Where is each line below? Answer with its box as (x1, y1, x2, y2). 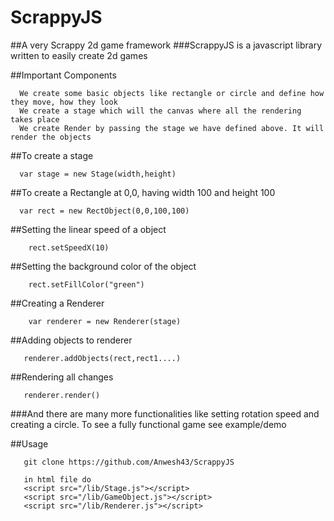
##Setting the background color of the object (10, 260, 197, 272)
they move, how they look (10, 97, 118, 107)
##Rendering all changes (10, 371, 114, 383)
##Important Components (10, 69, 117, 81)
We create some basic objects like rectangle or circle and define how (19, 88, 325, 98)
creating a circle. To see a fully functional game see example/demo (10, 418, 287, 430)
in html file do (23, 474, 92, 485)
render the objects (10, 132, 92, 142)
